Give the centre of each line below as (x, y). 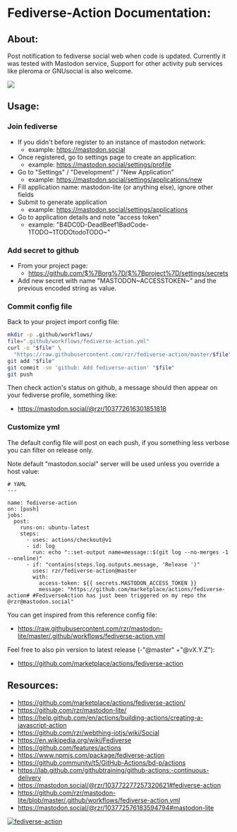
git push (20, 374)
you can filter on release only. (50, 450)
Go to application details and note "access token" (90, 217)
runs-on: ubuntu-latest (55, 528)
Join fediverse (32, 126)
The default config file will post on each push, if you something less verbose (119, 442)
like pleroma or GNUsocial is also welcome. (70, 71)
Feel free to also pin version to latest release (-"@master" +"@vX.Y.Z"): (111, 649)
